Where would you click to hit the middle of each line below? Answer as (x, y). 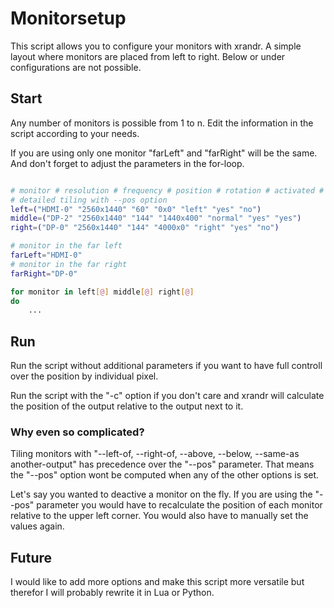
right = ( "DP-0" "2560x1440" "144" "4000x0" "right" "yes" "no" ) (145, 228)
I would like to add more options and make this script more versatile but (157, 582)
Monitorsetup (68, 18)
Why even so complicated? (77, 432)
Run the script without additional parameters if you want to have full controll (166, 366)
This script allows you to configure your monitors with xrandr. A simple (156, 46)
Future (31, 557)
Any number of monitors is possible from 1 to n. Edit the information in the (162, 123)
